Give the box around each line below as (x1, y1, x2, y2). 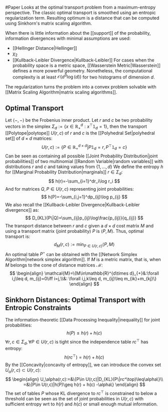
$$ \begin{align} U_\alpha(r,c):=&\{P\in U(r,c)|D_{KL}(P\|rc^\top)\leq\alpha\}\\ (5, 376, 163, 382)
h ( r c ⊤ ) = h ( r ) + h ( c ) (64, 353, 104, 360)
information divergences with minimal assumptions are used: (5, 35, 131, 41)
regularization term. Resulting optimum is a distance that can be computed (5, 15, 159, 21)
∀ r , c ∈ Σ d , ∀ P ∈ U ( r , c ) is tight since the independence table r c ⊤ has (5, 338, 149, 346)
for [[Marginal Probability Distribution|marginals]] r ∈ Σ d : (5, 169, 123, 176)
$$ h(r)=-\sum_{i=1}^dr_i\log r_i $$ (48, 178, 120, 184)
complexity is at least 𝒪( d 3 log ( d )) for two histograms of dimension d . (12, 73, 155, 80)
